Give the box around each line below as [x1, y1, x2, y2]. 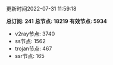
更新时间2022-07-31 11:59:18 [6, 5, 77, 12]
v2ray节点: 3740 [14, 30, 55, 37]
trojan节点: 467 [14, 45, 52, 52]
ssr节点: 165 [14, 53, 45, 59]
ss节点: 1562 [14, 38, 46, 44]
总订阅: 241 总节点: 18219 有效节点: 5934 [6, 18, 107, 25]
